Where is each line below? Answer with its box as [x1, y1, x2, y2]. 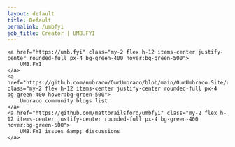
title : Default [7, 17, 52, 24]
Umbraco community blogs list [20, 98, 108, 105]
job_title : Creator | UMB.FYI [7, 29, 96, 37]
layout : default [7, 10, 55, 17]
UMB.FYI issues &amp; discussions [20, 128, 120, 135]
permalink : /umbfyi [7, 23, 64, 30]
